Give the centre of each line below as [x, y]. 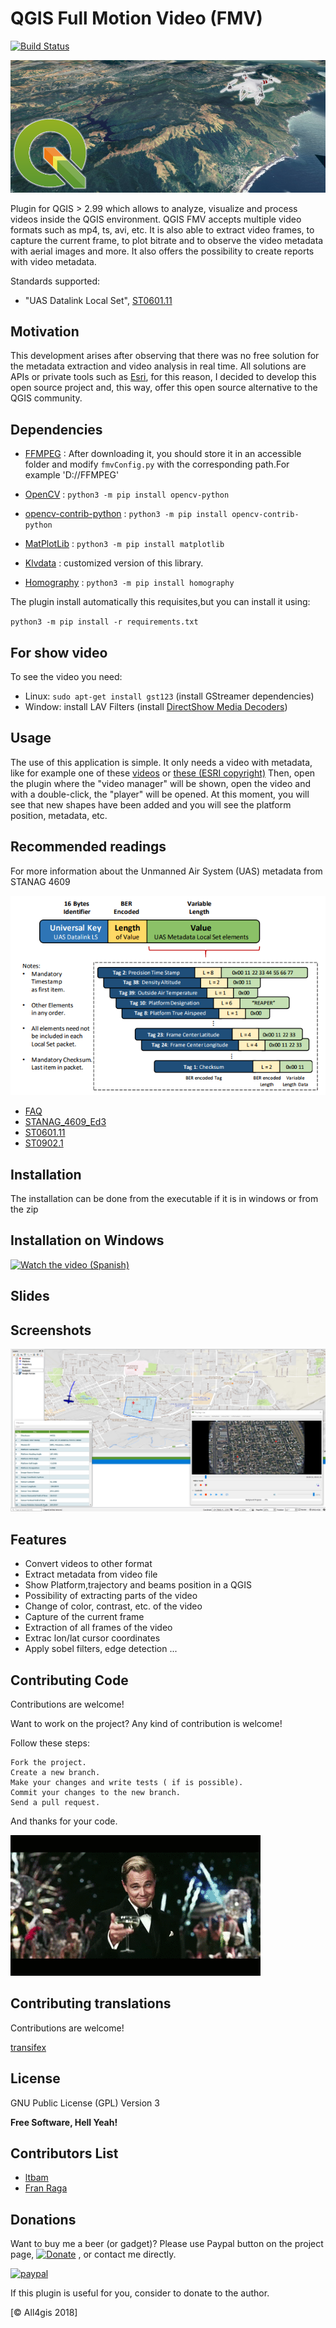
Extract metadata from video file [91, 1574]
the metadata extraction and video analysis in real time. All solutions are [158, 366]
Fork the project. [48, 1763]
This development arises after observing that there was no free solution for [165, 356]
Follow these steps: [50, 1743]
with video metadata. [53, 261]
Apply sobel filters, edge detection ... [101, 1649]
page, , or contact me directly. [93, 2254]
